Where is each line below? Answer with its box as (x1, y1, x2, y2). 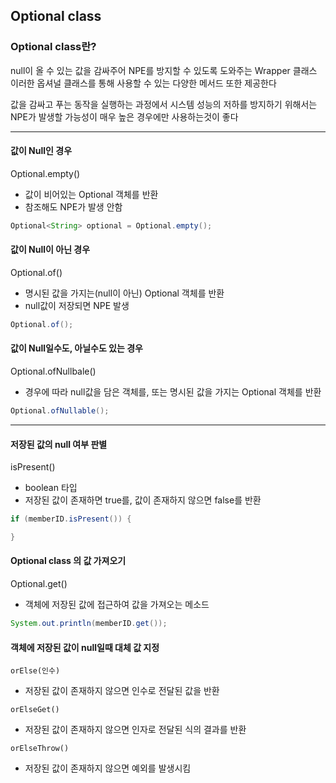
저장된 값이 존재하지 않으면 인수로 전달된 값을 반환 (24, 685, 220, 697)
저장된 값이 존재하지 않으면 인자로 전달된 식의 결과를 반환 (24, 724, 247, 736)
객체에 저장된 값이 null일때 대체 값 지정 (10, 641, 160, 653)
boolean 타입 (24, 482, 78, 494)
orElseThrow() (10, 744, 70, 754)
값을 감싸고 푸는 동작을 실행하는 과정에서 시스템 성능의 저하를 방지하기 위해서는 (10, 98, 318, 110)
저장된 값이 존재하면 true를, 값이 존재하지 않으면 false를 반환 (24, 494, 262, 506)
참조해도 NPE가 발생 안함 (24, 200, 123, 213)
